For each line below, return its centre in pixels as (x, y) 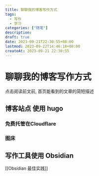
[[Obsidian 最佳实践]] (27, 169)
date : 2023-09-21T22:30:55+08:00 (39, 42)
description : (18, 33)
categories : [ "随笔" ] (27, 28)
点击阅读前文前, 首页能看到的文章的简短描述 (49, 91)
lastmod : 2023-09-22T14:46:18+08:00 (43, 46)
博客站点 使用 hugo (34, 108)
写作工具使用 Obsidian (39, 156)
